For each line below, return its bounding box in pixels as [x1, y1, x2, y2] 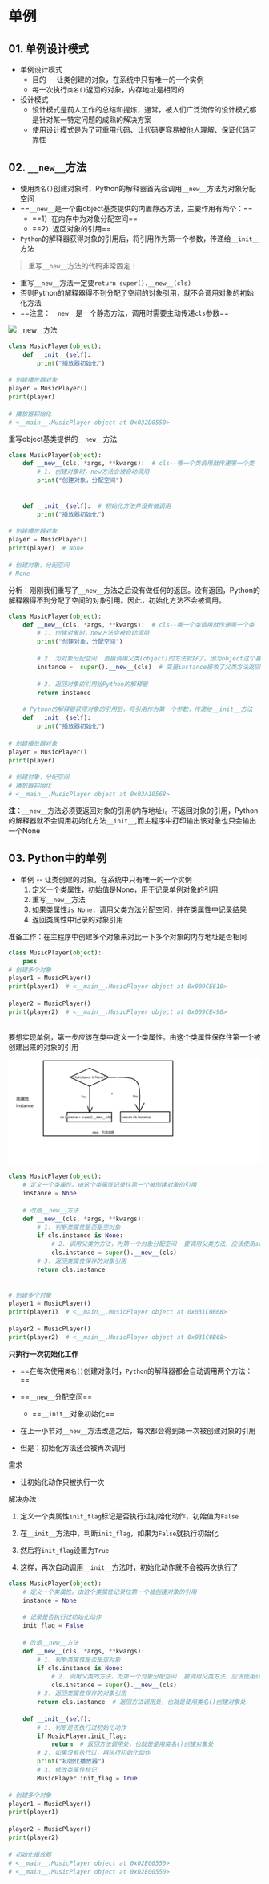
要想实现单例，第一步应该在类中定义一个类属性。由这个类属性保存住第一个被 [8, 1032, 261, 1041]
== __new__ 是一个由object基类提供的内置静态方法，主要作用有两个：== [19, 203, 254, 213]
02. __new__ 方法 [8, 161, 86, 174]
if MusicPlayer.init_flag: [37, 1732, 127, 1740]
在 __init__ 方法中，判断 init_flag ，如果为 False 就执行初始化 [19, 1528, 219, 1538]
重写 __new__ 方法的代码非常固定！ [27, 260, 138, 270]
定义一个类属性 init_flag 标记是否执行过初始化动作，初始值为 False [19, 1511, 239, 1521]
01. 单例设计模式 [8, 42, 90, 55]
